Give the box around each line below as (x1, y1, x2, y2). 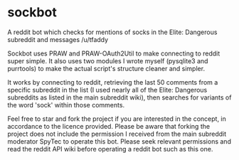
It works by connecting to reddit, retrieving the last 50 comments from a (7, 78, 218, 86)
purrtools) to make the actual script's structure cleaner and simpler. (7, 64, 205, 73)
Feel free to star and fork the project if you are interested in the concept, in (7, 114, 226, 123)
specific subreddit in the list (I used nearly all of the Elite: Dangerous (7, 85, 208, 94)
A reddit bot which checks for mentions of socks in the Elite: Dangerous (7, 28, 218, 36)
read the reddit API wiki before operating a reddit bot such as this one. (7, 144, 213, 153)
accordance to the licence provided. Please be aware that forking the (7, 122, 211, 130)
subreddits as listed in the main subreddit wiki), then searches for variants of (7, 93, 232, 102)
